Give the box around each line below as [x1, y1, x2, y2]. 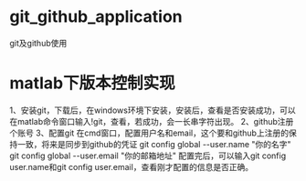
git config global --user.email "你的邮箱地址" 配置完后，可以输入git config [9, 150, 286, 161]
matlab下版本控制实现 [9, 73, 175, 94]
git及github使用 [9, 37, 68, 48]
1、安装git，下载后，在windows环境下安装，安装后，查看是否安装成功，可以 [9, 105, 296, 116]
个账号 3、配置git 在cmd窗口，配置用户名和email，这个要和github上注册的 [9, 127, 290, 138]
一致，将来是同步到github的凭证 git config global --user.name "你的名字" [16, 138, 291, 149]
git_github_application [9, 6, 183, 27]
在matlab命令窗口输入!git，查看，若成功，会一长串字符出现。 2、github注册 [9, 116, 294, 126]
